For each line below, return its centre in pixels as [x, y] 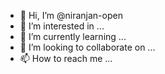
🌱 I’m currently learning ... [73, 36]
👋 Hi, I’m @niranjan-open [71, 15]
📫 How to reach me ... [66, 58]
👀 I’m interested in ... [62, 26]
